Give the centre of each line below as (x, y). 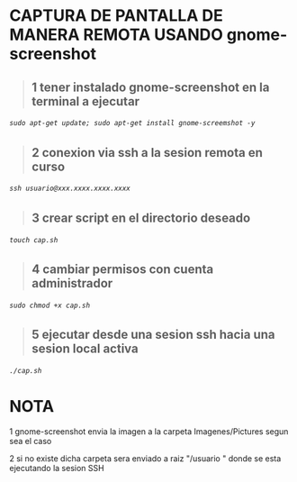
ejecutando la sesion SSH (57, 468)
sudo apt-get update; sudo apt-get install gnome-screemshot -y (132, 123)
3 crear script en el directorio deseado (141, 218)
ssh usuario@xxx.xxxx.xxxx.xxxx (70, 189)
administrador (72, 283)
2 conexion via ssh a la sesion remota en (147, 153)
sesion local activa (85, 349)
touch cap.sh (34, 240)
